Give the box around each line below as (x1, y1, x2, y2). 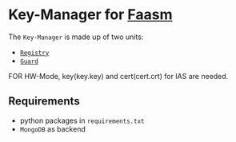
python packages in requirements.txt (19, 116, 145, 125)
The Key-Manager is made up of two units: (8, 32, 144, 41)
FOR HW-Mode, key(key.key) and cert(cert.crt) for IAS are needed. (8, 71, 229, 81)
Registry (19, 49, 50, 57)
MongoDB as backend (19, 124, 86, 133)
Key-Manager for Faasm (8, 6, 173, 24)
